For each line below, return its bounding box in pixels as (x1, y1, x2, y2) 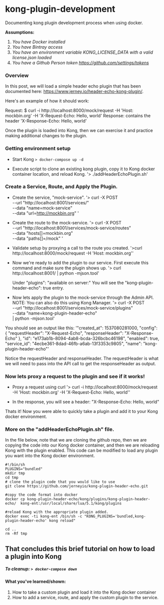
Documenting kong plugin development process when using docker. (5, 20, 143, 26)
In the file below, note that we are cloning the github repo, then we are (5, 437, 147, 443)
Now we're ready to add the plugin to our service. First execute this (12, 259, 149, 265)
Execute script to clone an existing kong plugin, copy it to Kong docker (12, 166, 155, 172)
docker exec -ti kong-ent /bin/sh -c (5, 514, 82, 519)
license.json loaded (12, 54, 52, 60)
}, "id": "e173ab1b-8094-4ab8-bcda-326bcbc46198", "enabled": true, (18, 335, 160, 341)
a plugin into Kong (5, 552, 62, 561)
